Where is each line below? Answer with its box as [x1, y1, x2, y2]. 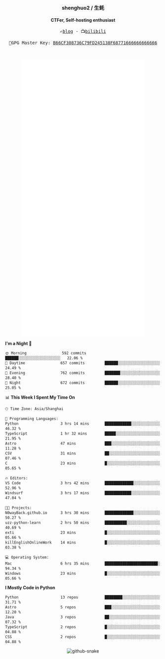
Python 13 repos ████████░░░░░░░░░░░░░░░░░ [5, 595, 161, 600]
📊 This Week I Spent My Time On [5, 394, 75, 400]
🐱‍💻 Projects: [5, 505, 32, 510]
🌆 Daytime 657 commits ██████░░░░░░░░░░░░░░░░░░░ [5, 360, 161, 365]
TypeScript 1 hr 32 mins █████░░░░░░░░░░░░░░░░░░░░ [5, 431, 161, 436]
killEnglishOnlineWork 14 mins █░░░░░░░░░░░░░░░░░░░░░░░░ [5, 540, 161, 545]
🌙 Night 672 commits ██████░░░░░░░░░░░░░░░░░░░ [5, 380, 161, 385]
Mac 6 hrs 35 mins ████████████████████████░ [5, 561, 161, 566]
